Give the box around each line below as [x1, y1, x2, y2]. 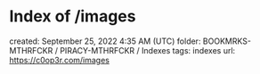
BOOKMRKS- [202, 36, 252, 46]
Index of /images [9, 6, 136, 27]
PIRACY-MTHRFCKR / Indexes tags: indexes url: [59, 45, 236, 55]
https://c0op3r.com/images [9, 54, 110, 65]
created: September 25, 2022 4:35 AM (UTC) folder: [9, 36, 201, 46]
